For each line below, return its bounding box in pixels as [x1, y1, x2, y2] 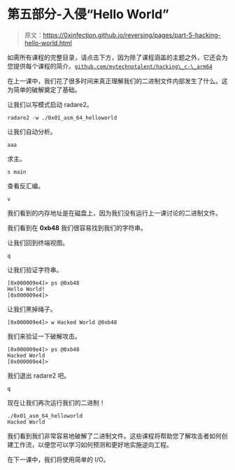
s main [7, 169, 27, 176]
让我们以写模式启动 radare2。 [7, 100, 93, 108]
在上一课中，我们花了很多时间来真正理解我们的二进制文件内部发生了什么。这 [7, 76, 228, 85]
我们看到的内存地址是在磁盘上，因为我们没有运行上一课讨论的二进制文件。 [7, 208, 222, 217]
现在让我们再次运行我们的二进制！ [7, 398, 106, 406]
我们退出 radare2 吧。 [7, 371, 71, 380]
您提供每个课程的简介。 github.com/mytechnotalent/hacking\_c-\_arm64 [7, 62, 213, 70]
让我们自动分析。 [7, 127, 57, 136]
